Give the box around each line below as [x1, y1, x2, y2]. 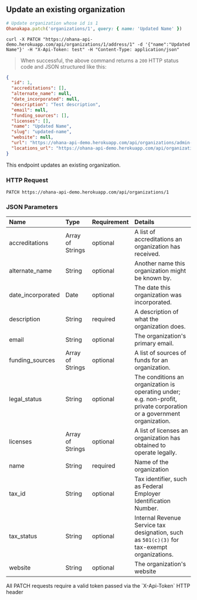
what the [134, 315, 159, 323]
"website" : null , [11, 134, 54, 140]
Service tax [134, 521, 166, 530]
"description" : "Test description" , [11, 101, 101, 107]
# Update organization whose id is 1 [6, 20, 98, 26]
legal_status [9, 395, 42, 404]
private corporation [134, 402, 188, 411]
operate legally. [134, 449, 177, 457]
